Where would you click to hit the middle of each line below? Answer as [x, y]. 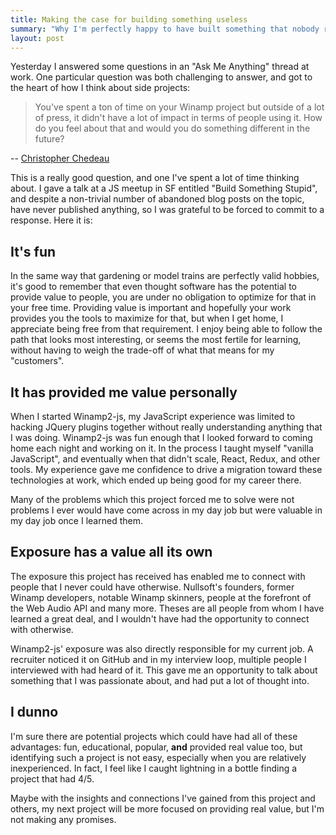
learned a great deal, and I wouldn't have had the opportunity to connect [160, 618]
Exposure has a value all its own [111, 552]
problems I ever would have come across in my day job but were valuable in [166, 510]
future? [49, 139]
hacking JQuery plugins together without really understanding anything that [166, 427]
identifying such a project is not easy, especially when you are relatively [158, 757]
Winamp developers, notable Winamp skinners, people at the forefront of [161, 597]
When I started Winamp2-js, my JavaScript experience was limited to [153, 416]
